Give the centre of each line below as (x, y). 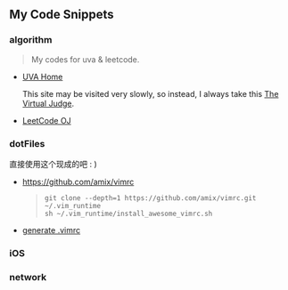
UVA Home (42, 77)
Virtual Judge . (48, 103)
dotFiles (27, 143)
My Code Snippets (62, 15)
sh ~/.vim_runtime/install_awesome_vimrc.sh (128, 213)
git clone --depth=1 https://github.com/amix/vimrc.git (150, 198)
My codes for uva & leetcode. (85, 59)
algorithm (31, 40)
